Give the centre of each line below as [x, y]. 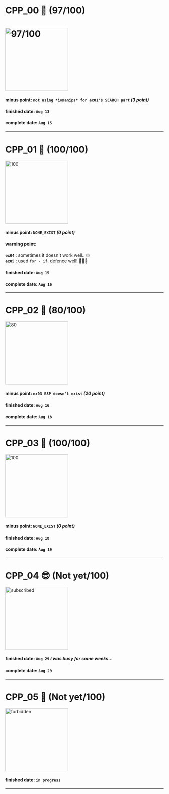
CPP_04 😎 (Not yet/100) [57, 576]
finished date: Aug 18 [27, 538]
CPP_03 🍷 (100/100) [48, 443]
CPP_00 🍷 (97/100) [45, 10]
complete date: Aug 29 [29, 671]
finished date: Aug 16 [27, 405]
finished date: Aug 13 [27, 111]
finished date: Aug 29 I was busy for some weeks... [59, 659]
